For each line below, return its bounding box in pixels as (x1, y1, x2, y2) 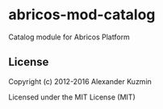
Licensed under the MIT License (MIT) (8, 92, 136, 102)
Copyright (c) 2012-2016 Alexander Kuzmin (8, 76, 152, 86)
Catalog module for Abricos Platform (8, 32, 131, 42)
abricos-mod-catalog (8, 6, 156, 24)
